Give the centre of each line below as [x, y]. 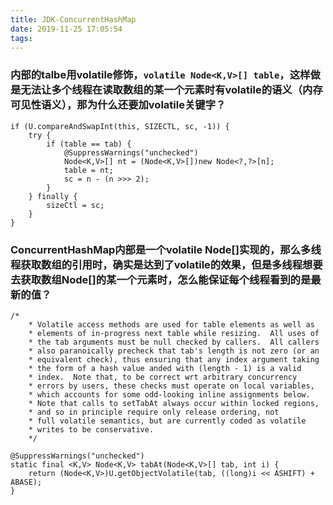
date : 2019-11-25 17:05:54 [66, 29]
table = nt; [88, 170]
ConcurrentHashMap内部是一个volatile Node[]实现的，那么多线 [166, 249]
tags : [21, 38]
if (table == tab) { [89, 144]
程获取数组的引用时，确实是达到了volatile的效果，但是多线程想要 [166, 264]
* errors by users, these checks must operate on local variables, [171, 386]
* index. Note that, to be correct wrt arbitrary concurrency [163, 377]
